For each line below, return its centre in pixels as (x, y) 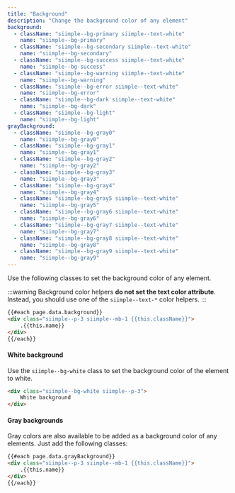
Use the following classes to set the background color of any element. (109, 278)
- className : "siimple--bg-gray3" (64, 172)
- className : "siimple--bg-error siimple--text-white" (96, 87)
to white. (20, 378)
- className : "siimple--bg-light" (64, 113)
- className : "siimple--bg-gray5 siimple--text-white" (96, 199)
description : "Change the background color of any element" (98, 21)
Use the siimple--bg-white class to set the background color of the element (118, 370)
